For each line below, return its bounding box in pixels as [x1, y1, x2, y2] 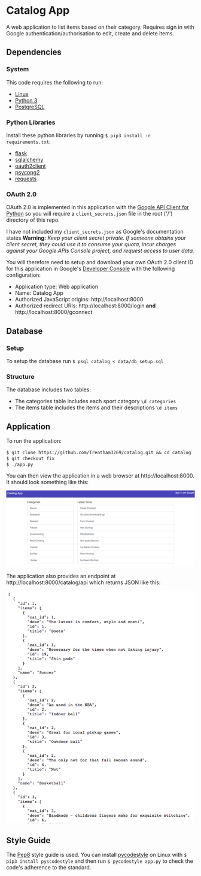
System [6, 65, 29, 74]
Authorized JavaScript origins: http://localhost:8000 [14, 296, 144, 303]
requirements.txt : [6, 138, 51, 145]
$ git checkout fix [6, 456, 55, 462]
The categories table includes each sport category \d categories [14, 398, 176, 405]
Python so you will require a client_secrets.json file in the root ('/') [6, 210, 173, 218]
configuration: [6, 271, 41, 279]
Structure [6, 372, 35, 380]
